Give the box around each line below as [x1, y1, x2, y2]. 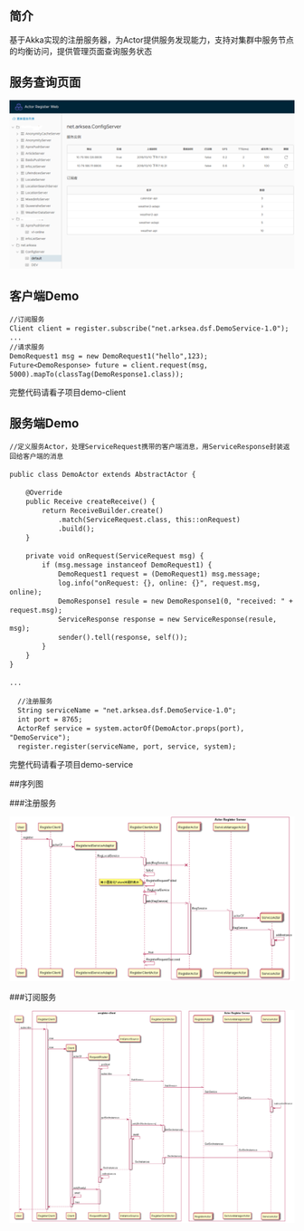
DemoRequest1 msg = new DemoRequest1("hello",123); [9, 351, 208, 360]
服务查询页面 [9, 75, 81, 91]
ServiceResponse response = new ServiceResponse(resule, [57, 615, 278, 624]
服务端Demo [9, 415, 80, 432]
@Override [25, 488, 63, 497]
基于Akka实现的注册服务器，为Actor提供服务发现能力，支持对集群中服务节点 [9, 34, 294, 45]
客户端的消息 [22, 452, 64, 461]
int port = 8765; [17, 714, 83, 724]
